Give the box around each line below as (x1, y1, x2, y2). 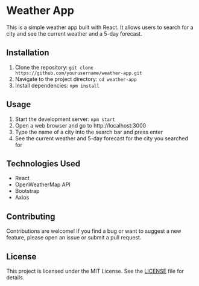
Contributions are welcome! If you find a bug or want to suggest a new (6, 227, 182, 235)
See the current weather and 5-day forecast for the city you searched (14, 134, 189, 142)
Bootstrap (14, 187, 40, 195)
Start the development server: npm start (14, 115, 116, 123)
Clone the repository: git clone (14, 63, 93, 71)
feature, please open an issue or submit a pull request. (6, 234, 142, 241)
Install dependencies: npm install (14, 82, 99, 89)
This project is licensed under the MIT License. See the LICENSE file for (6, 267, 185, 275)
